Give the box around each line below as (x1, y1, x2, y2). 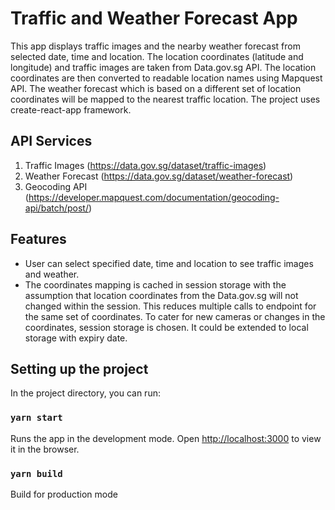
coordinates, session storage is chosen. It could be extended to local (24, 321, 309, 333)
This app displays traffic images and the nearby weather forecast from (10, 40, 301, 52)
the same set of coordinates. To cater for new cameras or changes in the (24, 310, 326, 322)
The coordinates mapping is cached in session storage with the (24, 278, 287, 291)
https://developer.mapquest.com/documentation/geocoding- (28, 191, 280, 203)
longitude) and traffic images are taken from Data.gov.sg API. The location (10, 61, 317, 73)
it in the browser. (10, 443, 80, 455)
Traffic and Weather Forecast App (10, 7, 298, 30)
